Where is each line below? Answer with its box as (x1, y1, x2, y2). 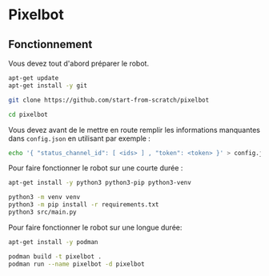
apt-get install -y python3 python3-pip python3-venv (8, 178, 192, 187)
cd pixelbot (8, 110, 48, 118)
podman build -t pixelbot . (8, 252, 102, 261)
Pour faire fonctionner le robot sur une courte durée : (8, 163, 183, 173)
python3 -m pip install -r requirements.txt (8, 201, 159, 209)
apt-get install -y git (8, 82, 88, 90)
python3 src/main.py (8, 208, 78, 216)
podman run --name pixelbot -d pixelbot (8, 260, 146, 268)
